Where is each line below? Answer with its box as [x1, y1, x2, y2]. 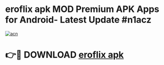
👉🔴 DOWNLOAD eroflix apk [5, 49, 124, 60]
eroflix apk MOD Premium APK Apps [5, 3, 159, 15]
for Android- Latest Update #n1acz [5, 14, 152, 25]
